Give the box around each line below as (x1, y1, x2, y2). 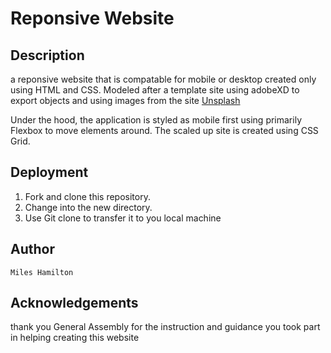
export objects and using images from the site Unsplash (10, 95, 241, 106)
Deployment (10, 164, 89, 181)
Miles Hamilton (10, 267, 74, 277)
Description (10, 47, 85, 64)
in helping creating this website (10, 332, 140, 344)
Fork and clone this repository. (24, 190, 151, 202)
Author (10, 241, 55, 258)
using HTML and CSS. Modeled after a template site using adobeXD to (10, 84, 300, 96)
